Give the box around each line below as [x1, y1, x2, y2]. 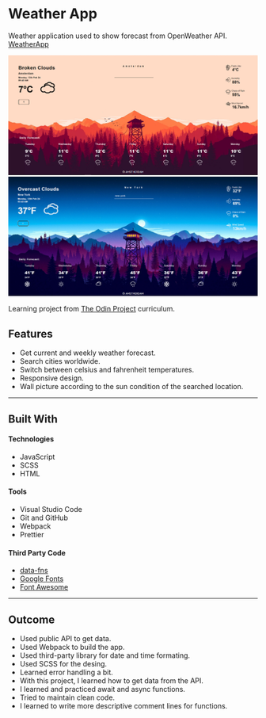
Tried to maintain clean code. [19, 693, 116, 702]
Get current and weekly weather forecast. [19, 348, 156, 357]
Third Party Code [8, 548, 66, 557]
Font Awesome [19, 582, 69, 592]
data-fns [19, 566, 49, 575]
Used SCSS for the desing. [19, 659, 108, 669]
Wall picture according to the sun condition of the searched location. [19, 382, 244, 391]
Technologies [8, 434, 55, 444]
